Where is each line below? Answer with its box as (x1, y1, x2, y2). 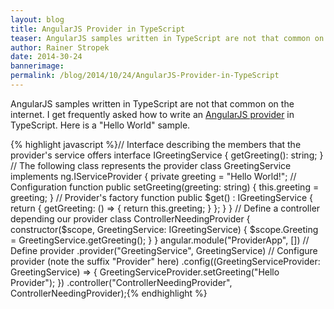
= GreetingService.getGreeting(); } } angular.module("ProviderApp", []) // (10, 234, 310, 246)
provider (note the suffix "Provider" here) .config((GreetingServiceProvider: (10, 255, 321, 267)
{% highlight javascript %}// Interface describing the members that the (10, 138, 302, 150)
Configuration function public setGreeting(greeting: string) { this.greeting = (10, 181, 320, 193)
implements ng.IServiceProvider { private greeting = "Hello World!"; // (10, 170, 297, 182)
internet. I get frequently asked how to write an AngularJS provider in (10, 108, 295, 120)
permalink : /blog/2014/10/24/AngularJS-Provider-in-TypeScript (10, 71, 280, 81)
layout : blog (10, 14, 65, 25)
